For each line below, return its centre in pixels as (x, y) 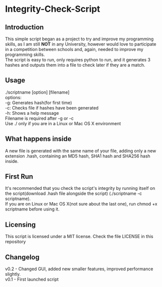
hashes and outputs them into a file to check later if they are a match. (75, 65)
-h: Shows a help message (32, 113)
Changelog (22, 257)
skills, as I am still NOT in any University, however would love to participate (81, 44)
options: (13, 97)
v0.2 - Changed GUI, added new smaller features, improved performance (79, 269)
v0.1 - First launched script (32, 279)
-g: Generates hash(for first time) (39, 103)
